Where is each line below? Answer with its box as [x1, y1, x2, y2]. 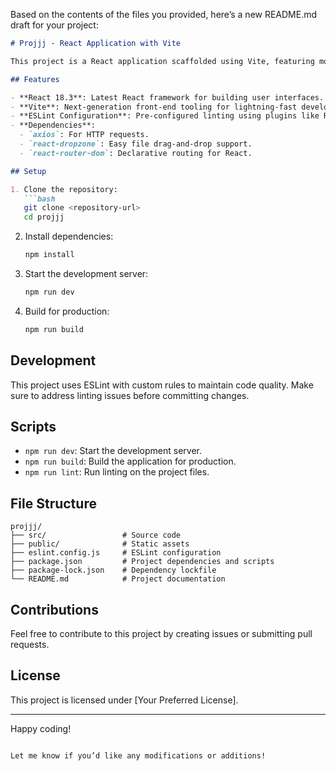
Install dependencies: [24, 230, 114, 243]
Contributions [10, 601, 99, 618]
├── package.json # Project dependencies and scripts [10, 557, 275, 567]
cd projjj [23, 212, 65, 223]
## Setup [10, 166, 47, 176]
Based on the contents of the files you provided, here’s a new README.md [10, 9, 318, 20]
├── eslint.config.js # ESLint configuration [10, 548, 222, 558]
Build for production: [24, 305, 110, 317]
